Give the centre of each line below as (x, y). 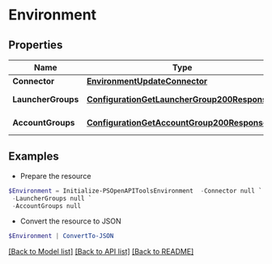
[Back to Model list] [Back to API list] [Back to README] (101, 252)
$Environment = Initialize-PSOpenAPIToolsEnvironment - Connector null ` (136, 191)
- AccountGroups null (47, 206)
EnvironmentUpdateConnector (147, 81)
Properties (36, 45)
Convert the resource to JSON (70, 221)
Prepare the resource (55, 176)
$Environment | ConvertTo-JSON (61, 236)
